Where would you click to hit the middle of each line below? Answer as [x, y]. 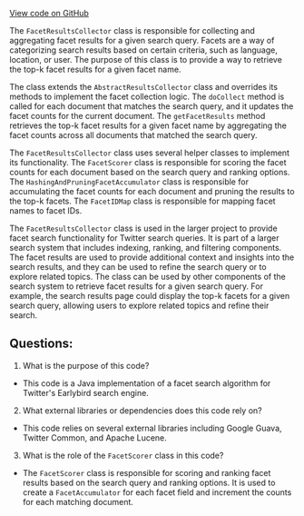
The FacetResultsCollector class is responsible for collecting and [132, 30]
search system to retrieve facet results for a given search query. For [136, 286]
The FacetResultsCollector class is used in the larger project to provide [144, 228]
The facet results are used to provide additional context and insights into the [152, 257]
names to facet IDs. [46, 211]
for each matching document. [78, 501]
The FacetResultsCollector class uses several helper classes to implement [150, 153]
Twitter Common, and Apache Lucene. [95, 437]
